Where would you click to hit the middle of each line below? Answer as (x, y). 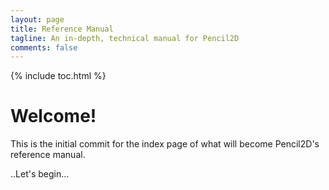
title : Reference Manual (62, 29)
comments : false (44, 47)
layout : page (37, 19)
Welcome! (53, 116)
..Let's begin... (40, 174)
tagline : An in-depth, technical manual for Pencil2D (125, 38)
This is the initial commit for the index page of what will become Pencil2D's (165, 144)
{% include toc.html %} (58, 76)
